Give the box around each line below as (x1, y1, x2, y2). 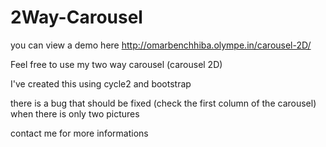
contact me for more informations (10, 127, 149, 139)
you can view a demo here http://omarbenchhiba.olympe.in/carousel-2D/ (10, 39, 312, 51)
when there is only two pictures (10, 107, 140, 120)
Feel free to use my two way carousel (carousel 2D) (10, 58, 223, 70)
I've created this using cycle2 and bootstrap (10, 77, 192, 90)
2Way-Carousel (10, 6, 143, 29)
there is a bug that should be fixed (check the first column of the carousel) (10, 97, 317, 109)
